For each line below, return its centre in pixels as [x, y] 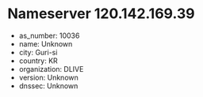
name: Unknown [46, 43]
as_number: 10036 [49, 35]
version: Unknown [48, 77]
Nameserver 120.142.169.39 [101, 14]
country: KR [38, 61]
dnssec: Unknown [48, 86]
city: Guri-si [38, 52]
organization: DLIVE [51, 69]
